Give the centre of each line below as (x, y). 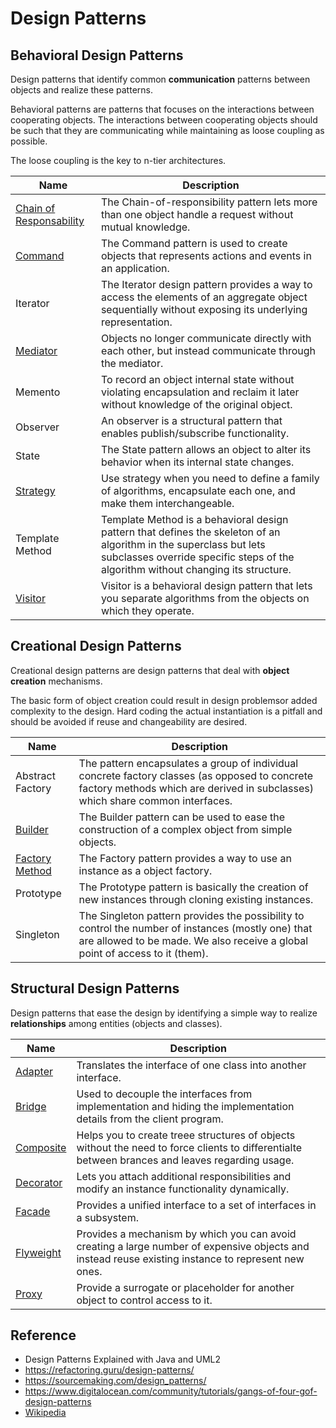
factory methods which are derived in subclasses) (196, 788)
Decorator (39, 1182)
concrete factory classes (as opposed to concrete (196, 775)
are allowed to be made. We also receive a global (193, 940)
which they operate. (147, 610)
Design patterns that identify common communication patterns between (160, 79)
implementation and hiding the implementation (185, 1106)
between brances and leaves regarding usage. (185, 1160)
